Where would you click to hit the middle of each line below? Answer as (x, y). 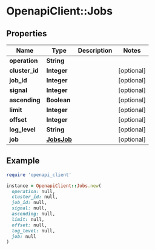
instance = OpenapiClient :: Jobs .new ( (54, 186)
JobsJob (59, 139)
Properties (27, 34)
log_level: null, (34, 231)
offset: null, (29, 225)
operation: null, (34, 191)
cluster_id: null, (35, 197)
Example (23, 161)
